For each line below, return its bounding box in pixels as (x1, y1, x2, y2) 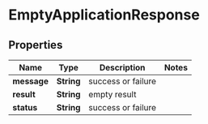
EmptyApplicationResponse (8, 6, 200, 24)
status (12, 102, 38, 113)
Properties (8, 38, 63, 52)
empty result (88, 89, 137, 100)
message (12, 75, 49, 87)
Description (99, 62, 146, 73)
